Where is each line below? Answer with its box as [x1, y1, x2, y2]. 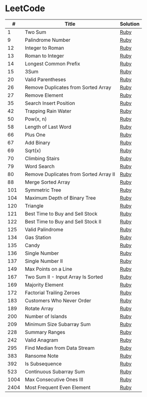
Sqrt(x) [25, 147, 41, 154]
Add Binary [25, 139, 50, 146]
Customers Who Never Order [25, 297, 91, 304]
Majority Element [25, 281, 64, 288]
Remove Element [25, 92, 64, 99]
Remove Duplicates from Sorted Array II [25, 171, 115, 177]
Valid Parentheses [25, 76, 66, 83]
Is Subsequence [25, 360, 62, 367]
